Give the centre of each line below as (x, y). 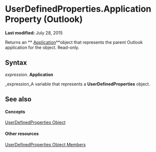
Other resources (22, 133)
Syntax (16, 63)
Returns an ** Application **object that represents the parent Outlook (74, 42)
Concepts (15, 112)
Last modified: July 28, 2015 (34, 33)
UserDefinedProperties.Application (78, 9)
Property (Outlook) (44, 19)
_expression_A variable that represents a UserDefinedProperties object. (78, 84)
